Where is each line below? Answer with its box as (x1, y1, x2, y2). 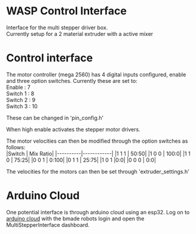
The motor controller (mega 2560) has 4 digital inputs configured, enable (6, 70, 186, 78)
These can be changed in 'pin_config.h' (6, 114, 104, 121)
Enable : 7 (6, 84, 31, 91)
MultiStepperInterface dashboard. (6, 221, 90, 228)
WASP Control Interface (6, 4, 127, 18)
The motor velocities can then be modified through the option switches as (6, 137, 188, 144)
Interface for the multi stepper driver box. (6, 24, 108, 31)
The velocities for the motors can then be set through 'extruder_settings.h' (6, 168, 189, 175)
